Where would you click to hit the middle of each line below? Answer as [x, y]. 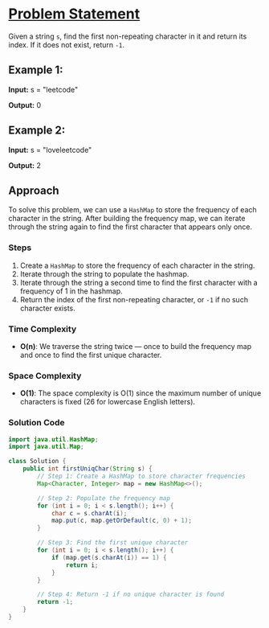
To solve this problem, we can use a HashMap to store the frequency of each [132, 210]
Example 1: [36, 70]
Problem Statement [74, 14]
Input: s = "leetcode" [43, 89]
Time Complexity [43, 329]
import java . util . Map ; [46, 447]
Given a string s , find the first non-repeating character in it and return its [128, 36]
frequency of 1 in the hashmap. [71, 291]
